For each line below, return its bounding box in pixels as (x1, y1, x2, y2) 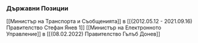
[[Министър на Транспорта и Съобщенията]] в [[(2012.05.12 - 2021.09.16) (6, 18, 193, 25)
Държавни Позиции (6, 4, 69, 13)
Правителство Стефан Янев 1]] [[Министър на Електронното (6, 24, 161, 31)
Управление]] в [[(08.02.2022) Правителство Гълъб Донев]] (6, 30, 161, 38)
